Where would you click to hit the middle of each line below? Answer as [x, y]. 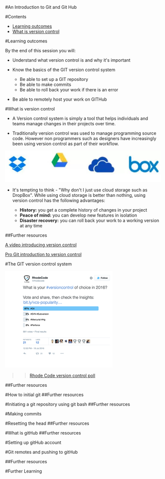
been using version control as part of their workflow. [66, 144]
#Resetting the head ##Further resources [47, 423]
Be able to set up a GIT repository [54, 79]
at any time [31, 225]
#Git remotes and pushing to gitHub [41, 452]
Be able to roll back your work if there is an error [69, 90]
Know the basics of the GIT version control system [64, 70]
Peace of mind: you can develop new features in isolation [78, 215]
